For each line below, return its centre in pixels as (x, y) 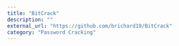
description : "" (30, 20)
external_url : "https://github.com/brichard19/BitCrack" (90, 26)
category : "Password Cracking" (52, 32)
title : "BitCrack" (33, 13)
